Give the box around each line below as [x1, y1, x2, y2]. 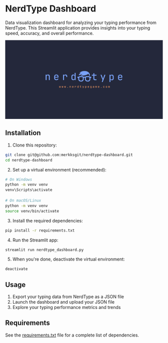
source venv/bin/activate [5, 208, 59, 213]
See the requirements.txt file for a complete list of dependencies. [5, 332, 139, 338]
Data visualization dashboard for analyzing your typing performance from [5, 19, 156, 25]
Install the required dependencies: [12, 217, 83, 223]
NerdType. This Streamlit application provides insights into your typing [5, 24, 150, 30]
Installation [5, 128, 41, 137]
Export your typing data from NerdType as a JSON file [12, 293, 124, 300]
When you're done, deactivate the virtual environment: [12, 256, 125, 262]
